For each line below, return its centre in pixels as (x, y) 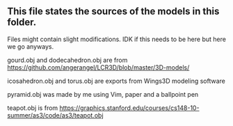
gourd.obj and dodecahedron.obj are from (67, 60)
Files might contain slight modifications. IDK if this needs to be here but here (116, 39)
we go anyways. (31, 46)
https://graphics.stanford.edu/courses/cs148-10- (129, 108)
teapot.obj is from (33, 108)
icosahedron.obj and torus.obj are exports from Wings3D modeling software (116, 81)
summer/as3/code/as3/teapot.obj (55, 115)
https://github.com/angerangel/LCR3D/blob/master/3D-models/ (98, 67)
